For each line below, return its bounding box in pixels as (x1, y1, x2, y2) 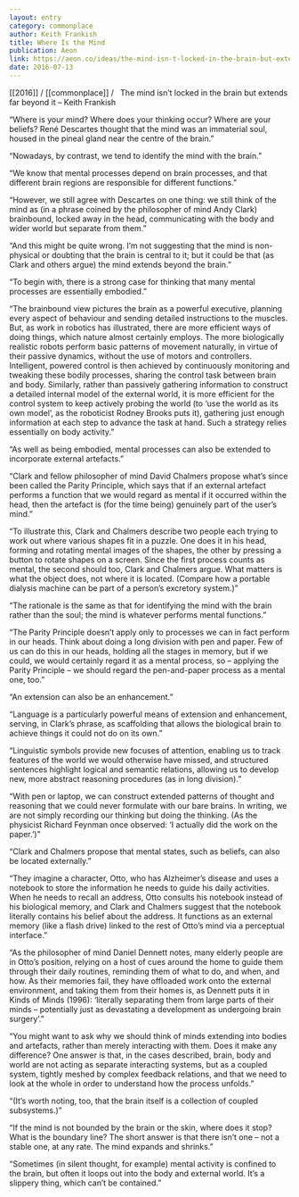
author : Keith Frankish (9, 29, 98, 38)
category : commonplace (9, 21, 93, 30)
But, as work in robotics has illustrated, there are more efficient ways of (9, 322, 271, 333)
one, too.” (9, 674, 45, 685)
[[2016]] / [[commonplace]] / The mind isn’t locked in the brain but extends (9, 87, 288, 98)
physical (9, 249, 40, 260)
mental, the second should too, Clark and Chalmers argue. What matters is (9, 563, 283, 574)
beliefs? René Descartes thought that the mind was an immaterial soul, (9, 123, 268, 134)
